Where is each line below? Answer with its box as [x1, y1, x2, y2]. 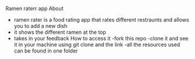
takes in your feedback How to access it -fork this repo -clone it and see [13, 35, 189, 41]
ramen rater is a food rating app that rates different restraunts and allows [13, 16, 189, 23]
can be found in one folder [13, 47, 78, 54]
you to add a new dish [13, 23, 68, 29]
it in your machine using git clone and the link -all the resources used [13, 41, 180, 48]
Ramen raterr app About [5, 5, 64, 12]
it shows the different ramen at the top [13, 29, 106, 36]
